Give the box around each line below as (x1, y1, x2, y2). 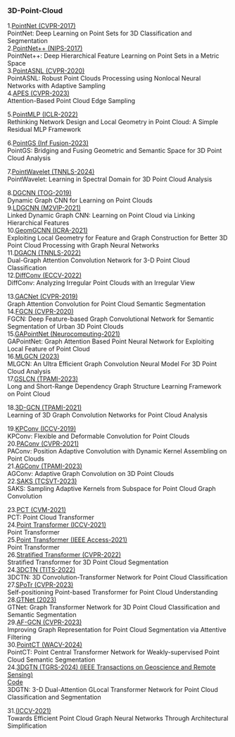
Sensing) (7, 671, 34, 679)
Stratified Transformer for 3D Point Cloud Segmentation (7, 558, 169, 566)
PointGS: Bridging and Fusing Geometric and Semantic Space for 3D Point (7, 147, 222, 155)
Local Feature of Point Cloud (7, 345, 90, 353)
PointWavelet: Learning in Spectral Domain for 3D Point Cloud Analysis (7, 175, 212, 183)
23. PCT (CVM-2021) (7, 506, 67, 514)
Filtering (7, 633, 32, 642)
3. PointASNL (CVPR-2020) (7, 66, 85, 75)
